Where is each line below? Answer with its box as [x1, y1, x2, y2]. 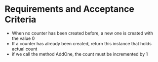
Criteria [4, 14, 37, 25]
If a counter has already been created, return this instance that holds [11, 40, 152, 46]
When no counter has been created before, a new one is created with [11, 30, 154, 36]
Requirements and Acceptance [4, 3, 134, 15]
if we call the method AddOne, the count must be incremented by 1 [11, 51, 148, 57]
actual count [11, 46, 38, 52]
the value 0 [11, 35, 35, 41]
